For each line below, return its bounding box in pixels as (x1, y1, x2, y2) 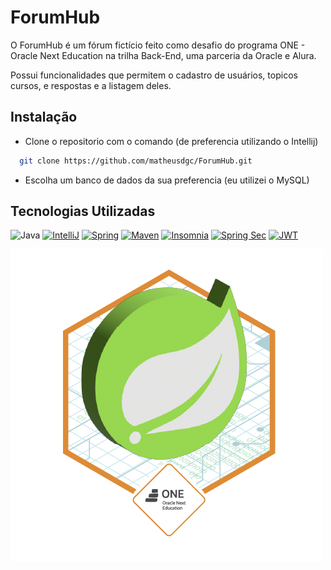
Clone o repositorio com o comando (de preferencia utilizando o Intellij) (24, 135, 319, 147)
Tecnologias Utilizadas (10, 203, 156, 220)
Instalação (10, 109, 78, 126)
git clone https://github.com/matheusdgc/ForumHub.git (19, 156, 253, 166)
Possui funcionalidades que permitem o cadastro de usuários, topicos (10, 69, 298, 81)
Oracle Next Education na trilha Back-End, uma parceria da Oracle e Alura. (10, 49, 317, 61)
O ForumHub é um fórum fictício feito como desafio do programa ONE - (10, 39, 306, 51)
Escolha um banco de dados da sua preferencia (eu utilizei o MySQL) (24, 174, 310, 186)
